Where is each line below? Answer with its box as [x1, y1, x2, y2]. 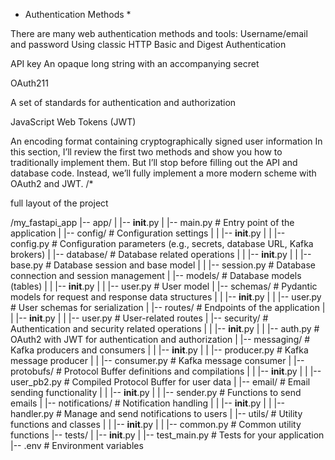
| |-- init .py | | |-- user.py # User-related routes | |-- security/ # [10, 312, 269, 324]
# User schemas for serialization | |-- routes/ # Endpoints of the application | [10, 302, 326, 313]
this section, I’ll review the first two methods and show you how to [10, 146, 283, 158]
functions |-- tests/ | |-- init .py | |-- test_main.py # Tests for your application [10, 429, 325, 441]
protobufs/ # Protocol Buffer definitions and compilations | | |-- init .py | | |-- [10, 365, 322, 377]
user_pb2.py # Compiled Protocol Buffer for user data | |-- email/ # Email [10, 376, 311, 388]
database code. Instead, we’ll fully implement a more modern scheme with [10, 167, 317, 179]
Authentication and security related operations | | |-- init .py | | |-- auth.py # [10, 323, 320, 334]
